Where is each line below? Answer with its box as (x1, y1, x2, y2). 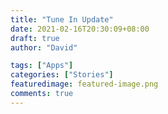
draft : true (10, 33, 60, 43)
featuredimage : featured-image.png (10, 79, 159, 90)
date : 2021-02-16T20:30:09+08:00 (10, 24, 150, 34)
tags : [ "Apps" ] (10, 61, 74, 71)
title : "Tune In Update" (10, 14, 114, 25)
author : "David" (10, 42, 78, 53)
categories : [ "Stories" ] (10, 70, 114, 80)
